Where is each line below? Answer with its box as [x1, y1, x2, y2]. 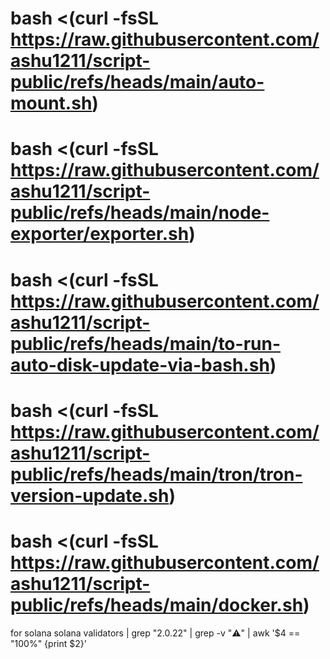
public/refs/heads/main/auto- [10, 71, 265, 94]
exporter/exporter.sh [10, 223, 190, 246]
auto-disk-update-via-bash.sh [10, 353, 270, 376]
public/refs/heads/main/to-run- [10, 332, 281, 355]
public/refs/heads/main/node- [10, 202, 270, 224]
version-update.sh [10, 484, 170, 507]
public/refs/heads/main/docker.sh [10, 593, 304, 616]
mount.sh [10, 92, 93, 115]
